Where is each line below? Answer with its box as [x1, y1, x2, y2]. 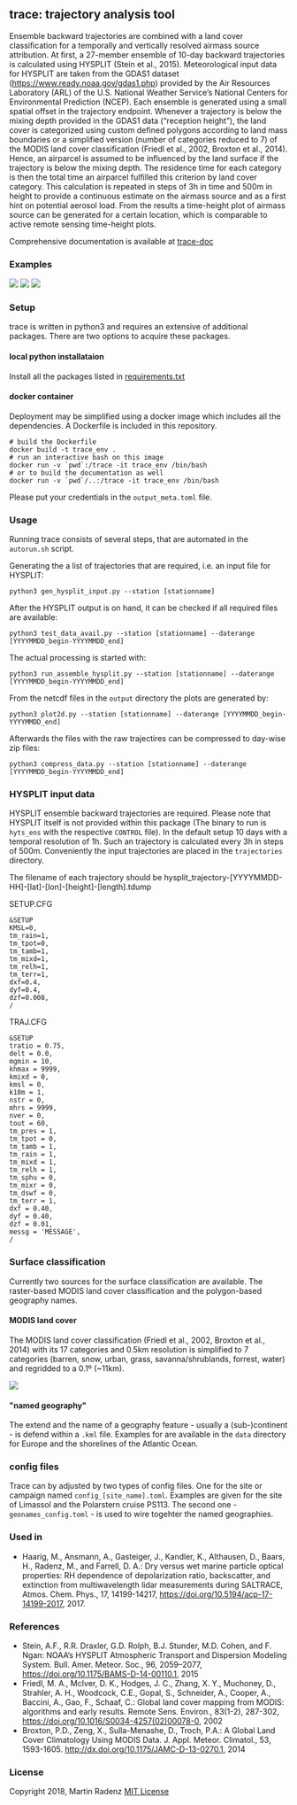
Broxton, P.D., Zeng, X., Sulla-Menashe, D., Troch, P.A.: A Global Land [21, 1725, 276, 1735]
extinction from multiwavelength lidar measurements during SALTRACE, [21, 1579, 284, 1590]
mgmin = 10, [9, 1057, 53, 1066]
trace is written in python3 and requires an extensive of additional [9, 321, 248, 332]
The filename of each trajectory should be [9, 872, 163, 883]
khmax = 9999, [9, 1065, 62, 1074]
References [9, 1620, 60, 1632]
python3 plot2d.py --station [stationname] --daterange [9, 710, 219, 719]
